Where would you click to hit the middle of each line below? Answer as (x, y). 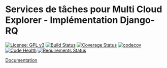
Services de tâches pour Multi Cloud (84, 9)
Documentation (21, 60)
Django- (137, 20)
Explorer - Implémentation (62, 20)
